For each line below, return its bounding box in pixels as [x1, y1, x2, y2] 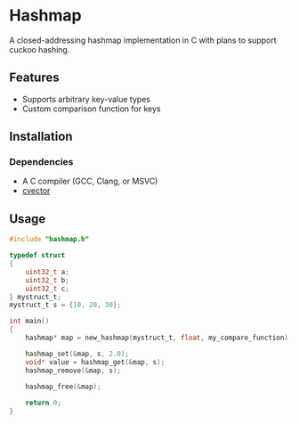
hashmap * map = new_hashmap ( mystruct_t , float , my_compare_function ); [25, 333, 293, 342]
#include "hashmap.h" [9, 235, 90, 244]
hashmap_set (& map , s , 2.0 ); [25, 349, 129, 358]
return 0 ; [25, 398, 62, 408]
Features [9, 70, 60, 86]
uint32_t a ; [25, 267, 69, 276]
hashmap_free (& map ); [25, 382, 101, 392]
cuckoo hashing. [9, 44, 70, 54]
